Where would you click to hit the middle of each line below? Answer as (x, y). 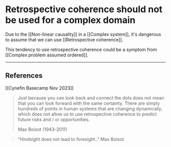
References (24, 76)
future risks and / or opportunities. (54, 119)
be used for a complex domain (70, 20)
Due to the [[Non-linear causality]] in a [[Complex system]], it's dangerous (83, 34)
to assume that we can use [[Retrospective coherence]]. (64, 40)
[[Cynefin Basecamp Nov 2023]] (39, 88)
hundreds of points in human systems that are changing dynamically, (90, 108)
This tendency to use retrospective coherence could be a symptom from (81, 49)
